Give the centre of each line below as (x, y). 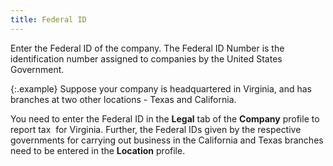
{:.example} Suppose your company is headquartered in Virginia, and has (161, 88)
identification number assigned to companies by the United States (146, 58)
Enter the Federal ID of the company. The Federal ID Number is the (147, 48)
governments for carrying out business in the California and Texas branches (167, 140)
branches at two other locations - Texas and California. (123, 99)
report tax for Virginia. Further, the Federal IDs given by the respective (156, 129)
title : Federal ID (48, 19)
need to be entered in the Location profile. (98, 150)
